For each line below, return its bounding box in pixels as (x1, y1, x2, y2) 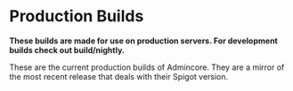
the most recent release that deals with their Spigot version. (9, 71, 229, 81)
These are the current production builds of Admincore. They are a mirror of (9, 62, 285, 72)
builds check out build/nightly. (9, 44, 125, 55)
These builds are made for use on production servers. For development (9, 35, 278, 46)
